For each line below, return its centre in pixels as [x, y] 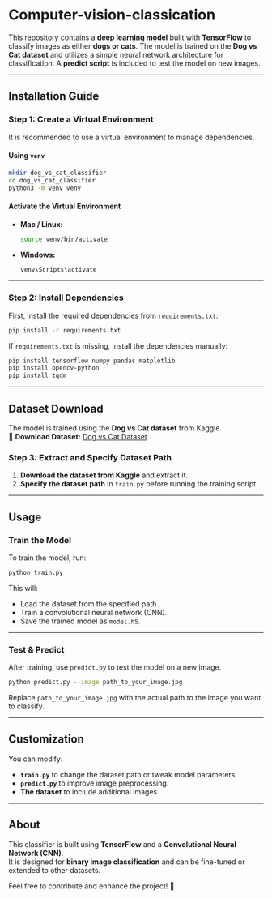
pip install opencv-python [54, 368]
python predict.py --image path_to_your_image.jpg [96, 683]
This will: [23, 588]
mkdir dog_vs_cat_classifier [57, 173]
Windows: [38, 255]
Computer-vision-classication [112, 15]
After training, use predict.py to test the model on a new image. [115, 667]
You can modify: [36, 759]
